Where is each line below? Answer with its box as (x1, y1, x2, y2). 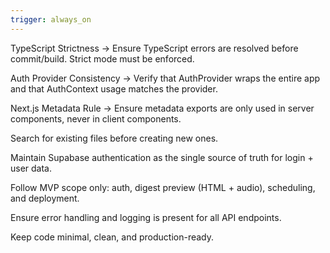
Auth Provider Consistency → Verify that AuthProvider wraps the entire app (10, 72, 321, 84)
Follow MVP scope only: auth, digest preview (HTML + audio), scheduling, (10, 181, 316, 193)
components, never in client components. (10, 112, 182, 125)
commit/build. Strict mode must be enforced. (10, 52, 195, 65)
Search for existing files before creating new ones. (10, 132, 219, 144)
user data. (10, 162, 53, 174)
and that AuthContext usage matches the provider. (10, 82, 218, 95)
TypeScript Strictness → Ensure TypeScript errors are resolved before (10, 42, 299, 54)
